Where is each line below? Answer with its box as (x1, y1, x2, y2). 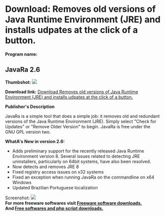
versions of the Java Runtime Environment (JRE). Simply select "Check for (5, 118, 157, 124)
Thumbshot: (5, 79, 31, 85)
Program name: (5, 51, 38, 57)
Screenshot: (5, 195, 30, 201)
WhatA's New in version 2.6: (5, 138, 65, 144)
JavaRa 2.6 (5, 66, 41, 74)
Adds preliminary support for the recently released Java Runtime (12, 148, 144, 154)
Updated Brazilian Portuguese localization (12, 184, 98, 190)
